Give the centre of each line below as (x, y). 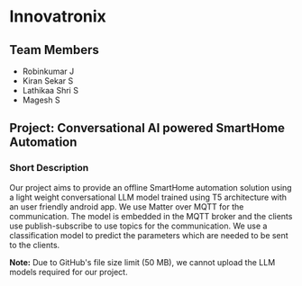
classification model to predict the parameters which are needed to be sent (149, 235)
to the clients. (35, 245)
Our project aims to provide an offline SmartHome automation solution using (151, 187)
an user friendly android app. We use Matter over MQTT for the (127, 206)
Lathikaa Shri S (50, 90)
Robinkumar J (48, 71)
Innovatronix (58, 17)
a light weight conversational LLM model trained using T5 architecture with (148, 197)
